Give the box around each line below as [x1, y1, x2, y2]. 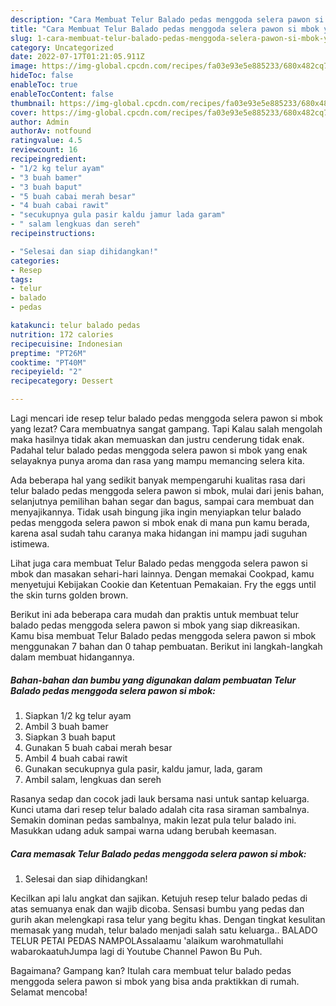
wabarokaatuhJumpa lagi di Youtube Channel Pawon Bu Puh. [10, 945, 263, 957]
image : [10, 61, 38, 71]
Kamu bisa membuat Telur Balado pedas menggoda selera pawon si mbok [10, 630, 317, 641]
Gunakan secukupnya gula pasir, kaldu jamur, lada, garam [24, 762, 263, 775]
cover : [10, 107, 38, 118]
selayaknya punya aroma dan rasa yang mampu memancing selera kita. [10, 455, 305, 466]
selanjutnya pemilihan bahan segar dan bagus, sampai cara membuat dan [10, 496, 315, 507]
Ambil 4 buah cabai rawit [24, 752, 128, 764]
